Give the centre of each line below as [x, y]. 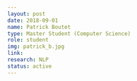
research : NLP [28, 60]
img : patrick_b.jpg [36, 46]
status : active [30, 66]
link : [15, 54]
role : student [28, 40]
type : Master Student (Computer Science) [69, 33]
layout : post [26, 14]
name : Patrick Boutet [39, 27]
